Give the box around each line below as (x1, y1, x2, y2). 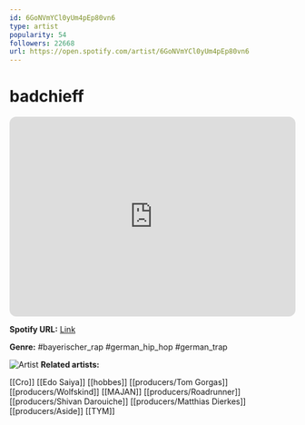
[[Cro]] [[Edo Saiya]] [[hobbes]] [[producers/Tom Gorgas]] (9, 377, 229, 388)
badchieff (9, 86, 84, 107)
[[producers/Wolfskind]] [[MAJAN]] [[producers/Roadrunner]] (9, 387, 241, 398)
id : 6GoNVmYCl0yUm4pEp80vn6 (9, 13, 116, 23)
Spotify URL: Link (9, 324, 76, 335)
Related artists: (40, 360, 100, 371)
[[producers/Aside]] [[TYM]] (9, 406, 115, 417)
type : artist (9, 22, 59, 31)
